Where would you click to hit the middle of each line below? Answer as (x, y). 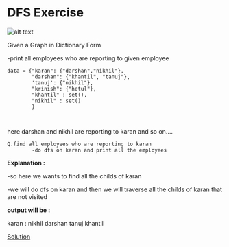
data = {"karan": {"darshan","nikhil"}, (66, 71)
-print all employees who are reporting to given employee (88, 58)
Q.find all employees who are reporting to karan (80, 144)
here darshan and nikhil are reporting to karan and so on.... (90, 131)
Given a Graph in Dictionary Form (54, 45)
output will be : (29, 210)
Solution (19, 236)
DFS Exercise (46, 13)
